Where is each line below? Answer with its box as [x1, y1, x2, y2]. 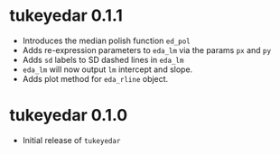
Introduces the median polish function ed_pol [22, 35, 191, 46]
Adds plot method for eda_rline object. [22, 73, 169, 84]
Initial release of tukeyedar [22, 134, 121, 145]
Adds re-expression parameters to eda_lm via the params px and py [22, 44, 272, 55]
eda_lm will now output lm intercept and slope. [22, 64, 193, 75]
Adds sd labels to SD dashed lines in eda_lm [22, 54, 184, 65]
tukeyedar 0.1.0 [9, 105, 128, 126]
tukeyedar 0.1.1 [9, 5, 124, 26]
